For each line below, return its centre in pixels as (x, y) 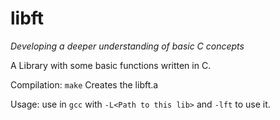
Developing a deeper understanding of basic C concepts (127, 46)
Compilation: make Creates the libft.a (84, 84)
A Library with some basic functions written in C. (111, 65)
